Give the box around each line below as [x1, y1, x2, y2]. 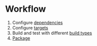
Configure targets [12, 24, 48, 30]
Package [12, 35, 31, 41]
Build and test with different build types [12, 30, 92, 36]
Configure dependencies [12, 20, 63, 25]
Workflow [5, 3, 46, 15]
